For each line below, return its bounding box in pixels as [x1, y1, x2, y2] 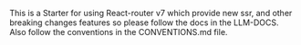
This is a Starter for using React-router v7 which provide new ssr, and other [9, 8, 293, 18]
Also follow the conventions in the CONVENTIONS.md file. [9, 27, 228, 37]
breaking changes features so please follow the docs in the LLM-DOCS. [9, 17, 280, 28]
